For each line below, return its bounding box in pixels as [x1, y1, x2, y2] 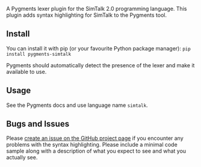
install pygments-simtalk [6, 51, 71, 57]
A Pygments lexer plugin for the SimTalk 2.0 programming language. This [6, 5, 187, 12]
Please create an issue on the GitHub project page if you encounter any [6, 135, 184, 142]
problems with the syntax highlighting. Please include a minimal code [6, 141, 178, 148]
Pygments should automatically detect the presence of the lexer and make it [6, 61, 195, 68]
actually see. [6, 154, 38, 161]
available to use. [6, 68, 47, 75]
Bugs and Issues [6, 119, 70, 129]
